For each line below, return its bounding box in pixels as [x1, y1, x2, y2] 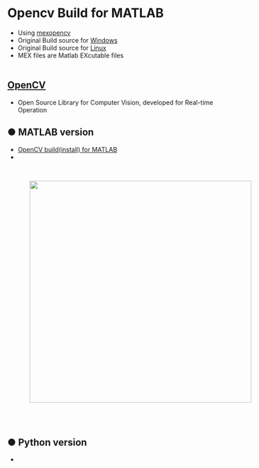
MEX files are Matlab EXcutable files [17, 51, 124, 60]
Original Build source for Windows [17, 36, 119, 44]
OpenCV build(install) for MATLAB [17, 145, 118, 153]
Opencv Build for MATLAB [7, 5, 165, 21]
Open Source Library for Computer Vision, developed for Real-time [17, 98, 214, 107]
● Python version [7, 436, 87, 448]
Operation [17, 105, 48, 114]
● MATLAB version [7, 126, 94, 138]
